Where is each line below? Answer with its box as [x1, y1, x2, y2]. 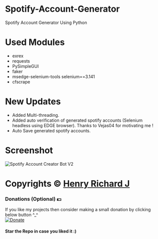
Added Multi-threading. [12, 112, 59, 118]
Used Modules [5, 37, 65, 48]
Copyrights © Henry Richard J [5, 178, 130, 189]
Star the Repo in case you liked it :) [5, 228, 77, 234]
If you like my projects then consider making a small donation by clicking [5, 207, 151, 213]
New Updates [5, 96, 61, 107]
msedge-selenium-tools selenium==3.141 [12, 73, 95, 79]
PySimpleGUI [12, 63, 39, 69]
